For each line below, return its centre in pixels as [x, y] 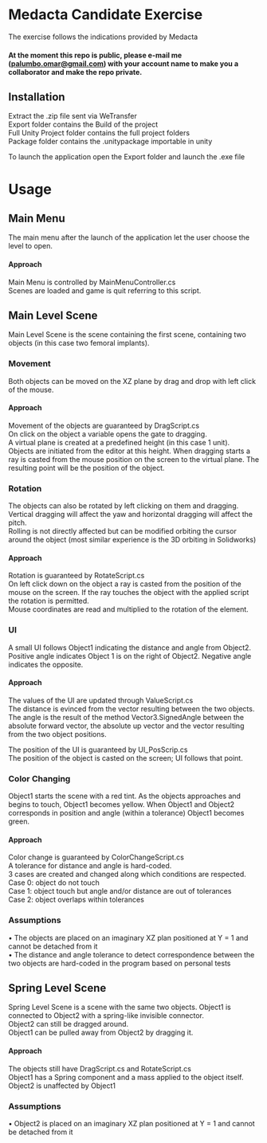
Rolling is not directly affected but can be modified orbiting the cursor [122, 531]
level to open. [31, 246]
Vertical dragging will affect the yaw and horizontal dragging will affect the [131, 515]
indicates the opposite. [46, 664]
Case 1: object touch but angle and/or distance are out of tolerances [120, 891]
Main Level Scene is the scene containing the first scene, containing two [128, 335]
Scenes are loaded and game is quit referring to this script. [105, 290]
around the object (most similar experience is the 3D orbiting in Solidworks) [132, 540]
